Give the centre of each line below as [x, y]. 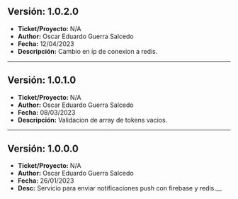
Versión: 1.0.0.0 [43, 149]
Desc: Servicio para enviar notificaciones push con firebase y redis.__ [119, 188]
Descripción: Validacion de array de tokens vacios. [92, 120]
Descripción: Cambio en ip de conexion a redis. [87, 51]
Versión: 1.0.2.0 [43, 12]
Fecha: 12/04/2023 [46, 44]
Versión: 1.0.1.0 [42, 80]
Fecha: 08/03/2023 [46, 112]
